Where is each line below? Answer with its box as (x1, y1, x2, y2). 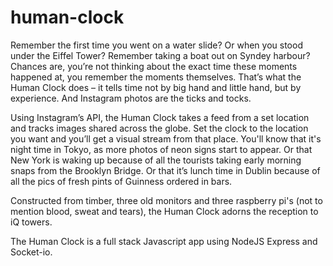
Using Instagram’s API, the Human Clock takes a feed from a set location (10, 111, 310, 123)
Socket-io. (10, 246, 53, 258)
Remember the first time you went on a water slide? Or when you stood (10, 39, 303, 51)
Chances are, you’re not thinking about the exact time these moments (10, 60, 298, 72)
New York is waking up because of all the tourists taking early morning (10, 154, 302, 166)
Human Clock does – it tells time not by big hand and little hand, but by (10, 81, 302, 93)
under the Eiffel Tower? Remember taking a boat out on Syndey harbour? (10, 49, 311, 61)
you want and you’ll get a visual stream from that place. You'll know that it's (10, 132, 322, 145)
